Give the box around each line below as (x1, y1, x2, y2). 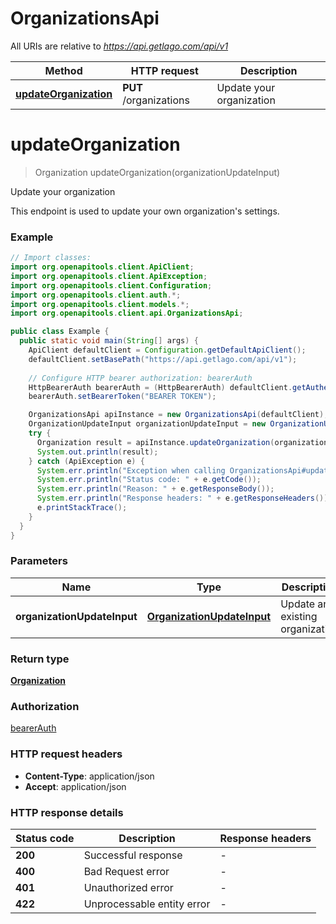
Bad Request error (83, 865, 170, 879)
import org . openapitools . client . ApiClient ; (10, 262, 195, 272)
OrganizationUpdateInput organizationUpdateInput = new (28, 419, 267, 429)
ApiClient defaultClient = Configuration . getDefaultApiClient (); (28, 345, 307, 356)
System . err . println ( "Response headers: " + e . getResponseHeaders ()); (36, 493, 333, 504)
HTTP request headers (10, 747, 123, 761)
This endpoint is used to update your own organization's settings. (10, 205, 280, 217)
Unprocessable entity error (83, 897, 211, 911)
